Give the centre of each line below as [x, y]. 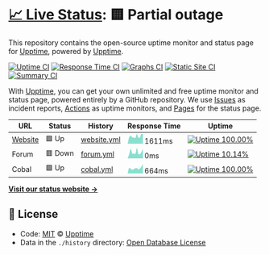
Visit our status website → [53, 189]
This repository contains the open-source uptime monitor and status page [131, 42]
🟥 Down [60, 153]
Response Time [154, 126]
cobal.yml [97, 169]
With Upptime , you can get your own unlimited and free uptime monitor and [134, 91]
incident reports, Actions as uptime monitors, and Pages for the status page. [135, 108]
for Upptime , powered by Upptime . [66, 51]
